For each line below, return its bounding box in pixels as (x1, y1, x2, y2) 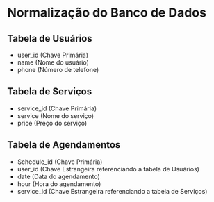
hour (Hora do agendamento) (17, 179, 101, 188)
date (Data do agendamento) (17, 172, 100, 180)
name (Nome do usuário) (17, 58, 89, 67)
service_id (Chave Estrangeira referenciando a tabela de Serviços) (17, 187, 208, 195)
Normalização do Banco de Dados (7, 5, 207, 21)
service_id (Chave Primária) (17, 104, 97, 112)
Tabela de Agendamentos (7, 139, 121, 151)
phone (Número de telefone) (17, 66, 99, 74)
